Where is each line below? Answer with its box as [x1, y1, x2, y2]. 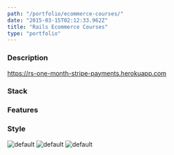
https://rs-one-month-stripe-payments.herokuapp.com [7, 69, 167, 77]
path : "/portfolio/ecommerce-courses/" [7, 10, 124, 18]
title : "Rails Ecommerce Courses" [7, 23, 109, 30]
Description [7, 53, 48, 63]
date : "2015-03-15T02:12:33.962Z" [7, 17, 109, 24]
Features [7, 105, 39, 115]
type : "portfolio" [7, 29, 61, 37]
